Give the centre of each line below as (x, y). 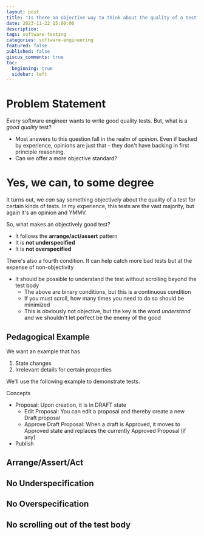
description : (23, 29)
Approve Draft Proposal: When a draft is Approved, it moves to (102, 424)
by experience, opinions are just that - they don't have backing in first (102, 146)
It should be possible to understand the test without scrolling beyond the (106, 279)
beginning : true (32, 68)
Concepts (19, 393)
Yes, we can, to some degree (80, 183)
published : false (28, 52)
